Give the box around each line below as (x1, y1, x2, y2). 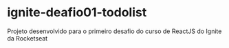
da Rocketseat (7, 34, 48, 42)
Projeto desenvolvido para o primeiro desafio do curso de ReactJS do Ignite (7, 27, 222, 35)
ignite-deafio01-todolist (7, 5, 147, 20)
